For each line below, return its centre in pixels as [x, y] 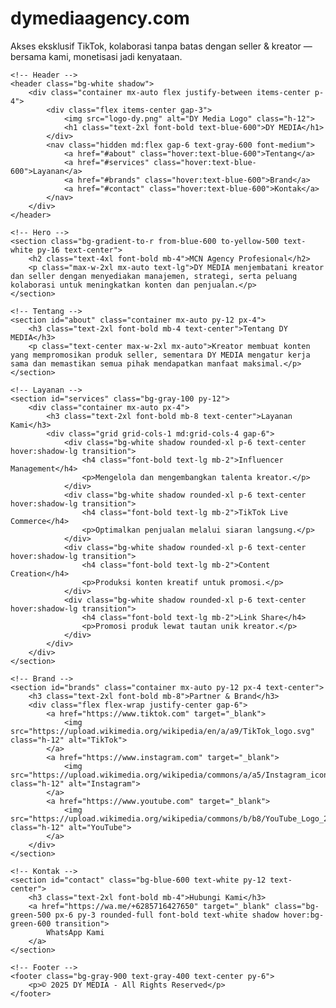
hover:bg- [304, 915]
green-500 [31, 915]
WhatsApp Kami [75, 932]
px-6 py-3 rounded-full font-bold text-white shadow [167, 915]
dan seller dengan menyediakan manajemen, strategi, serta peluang [154, 276]
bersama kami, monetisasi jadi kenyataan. [96, 56]
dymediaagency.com [100, 18]
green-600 [31, 923]
